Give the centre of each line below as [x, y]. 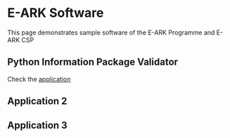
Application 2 [37, 101]
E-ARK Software [56, 13]
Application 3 [38, 125]
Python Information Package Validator [92, 62]
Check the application [39, 79]
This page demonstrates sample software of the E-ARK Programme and [111, 32]
